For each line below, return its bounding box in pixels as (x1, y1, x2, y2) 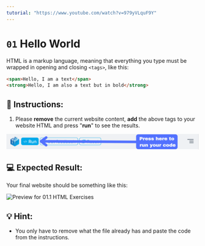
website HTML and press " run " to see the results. (15, 122, 140, 129)
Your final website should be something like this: (6, 181, 128, 189)
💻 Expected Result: (6, 162, 83, 173)
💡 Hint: (6, 211, 33, 222)
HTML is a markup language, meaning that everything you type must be (6, 57, 187, 64)
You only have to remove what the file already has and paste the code (15, 227, 191, 234)
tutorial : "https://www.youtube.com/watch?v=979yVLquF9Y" (6, 10, 157, 16)
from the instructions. (15, 234, 70, 241)
